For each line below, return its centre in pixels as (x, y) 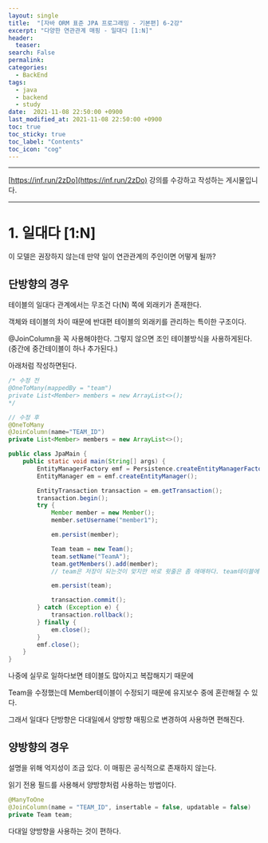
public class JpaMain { (48, 454)
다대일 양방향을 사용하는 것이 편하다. (65, 831)
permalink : (26, 61)
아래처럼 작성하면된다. (43, 366)
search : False (32, 53)
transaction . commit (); (89, 600)
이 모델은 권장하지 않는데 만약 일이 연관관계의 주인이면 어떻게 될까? (112, 257)
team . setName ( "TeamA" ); (90, 556)
